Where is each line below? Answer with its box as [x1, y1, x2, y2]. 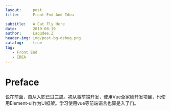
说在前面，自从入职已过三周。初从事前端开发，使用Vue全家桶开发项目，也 [5, 94, 162, 100]
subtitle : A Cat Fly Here [5, 21, 65, 26]
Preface [5, 76, 39, 88]
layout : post [5, 7, 42, 13]
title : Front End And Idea [5, 12, 74, 17]
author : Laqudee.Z [5, 31, 54, 36]
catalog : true [5, 40, 42, 46]
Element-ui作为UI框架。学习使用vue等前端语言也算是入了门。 [9, 100, 139, 106]
